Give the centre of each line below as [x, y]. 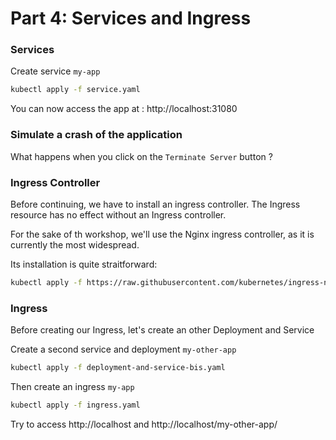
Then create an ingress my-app [72, 386]
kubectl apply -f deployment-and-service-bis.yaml [118, 368]
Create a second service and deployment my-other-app [123, 349]
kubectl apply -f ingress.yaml [75, 405]
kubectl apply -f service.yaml [75, 90]
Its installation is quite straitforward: [84, 264]
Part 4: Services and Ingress [131, 18]
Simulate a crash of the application [96, 135]
